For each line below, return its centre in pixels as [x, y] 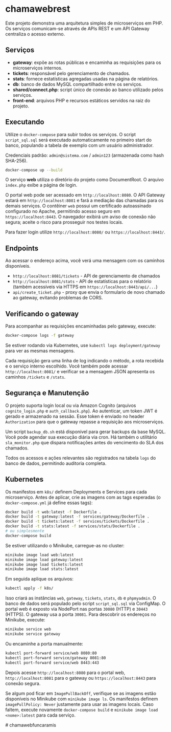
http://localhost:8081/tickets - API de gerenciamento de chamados [86, 276]
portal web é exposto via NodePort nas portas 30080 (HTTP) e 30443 [77, 609]
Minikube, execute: [25, 620]
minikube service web [28, 629]
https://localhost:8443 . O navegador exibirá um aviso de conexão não [80, 217]
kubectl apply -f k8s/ [29, 588]
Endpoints [22, 248]
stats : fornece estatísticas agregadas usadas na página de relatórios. [86, 79]
